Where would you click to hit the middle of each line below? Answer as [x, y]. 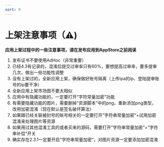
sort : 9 [13, 10]
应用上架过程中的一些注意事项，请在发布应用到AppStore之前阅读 [71, 50]
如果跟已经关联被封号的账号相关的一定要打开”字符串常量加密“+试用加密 [84, 115]
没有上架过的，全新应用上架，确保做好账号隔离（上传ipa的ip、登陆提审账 [86, 78]
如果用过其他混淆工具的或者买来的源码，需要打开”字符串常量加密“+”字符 [85, 127]
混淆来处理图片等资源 [34, 121]
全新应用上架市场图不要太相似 [42, 90]
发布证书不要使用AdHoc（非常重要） [49, 60]
